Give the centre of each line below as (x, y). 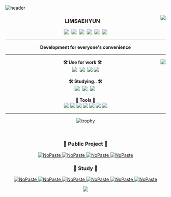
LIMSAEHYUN (82, 21)
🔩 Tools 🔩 (85, 100)
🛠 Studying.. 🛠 (85, 81)
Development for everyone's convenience (85, 47)
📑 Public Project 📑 (85, 144)
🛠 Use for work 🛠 (82, 62)
